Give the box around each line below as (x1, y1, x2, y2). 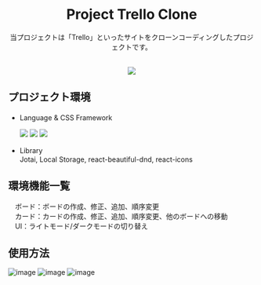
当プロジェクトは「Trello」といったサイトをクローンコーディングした (9, 32, 234, 42)
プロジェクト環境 (8, 90, 91, 104)
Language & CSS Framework (19, 112, 113, 122)
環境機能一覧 (8, 179, 71, 193)
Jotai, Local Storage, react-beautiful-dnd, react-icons (19, 155, 194, 164)
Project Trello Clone (66, 5, 198, 24)
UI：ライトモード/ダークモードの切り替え (14, 221, 149, 231)
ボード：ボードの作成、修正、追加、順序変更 (14, 202, 159, 211)
